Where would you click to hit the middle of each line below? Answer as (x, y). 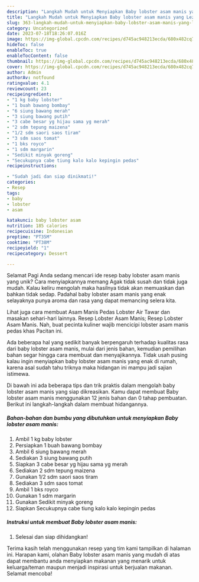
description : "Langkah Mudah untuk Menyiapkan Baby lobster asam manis (97, 12)
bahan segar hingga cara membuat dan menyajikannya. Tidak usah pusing (97, 355)
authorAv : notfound (31, 78)
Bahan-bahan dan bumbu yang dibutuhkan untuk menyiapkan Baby (93, 418)
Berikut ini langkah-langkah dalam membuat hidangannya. (77, 404)
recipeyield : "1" (28, 248)
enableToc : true (27, 50)
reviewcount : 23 (27, 89)
